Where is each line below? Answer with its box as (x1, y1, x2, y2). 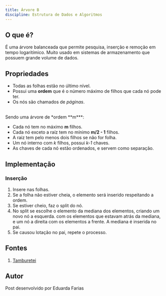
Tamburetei (12, 257, 36, 263)
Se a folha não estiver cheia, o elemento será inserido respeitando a (12, 192, 154, 198)
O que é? (5, 31, 34, 39)
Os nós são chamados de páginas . (12, 99, 85, 105)
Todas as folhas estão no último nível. (12, 83, 91, 89)
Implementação (5, 160, 55, 168)
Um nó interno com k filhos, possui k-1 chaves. (12, 140, 110, 146)
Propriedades (5, 69, 49, 78)
